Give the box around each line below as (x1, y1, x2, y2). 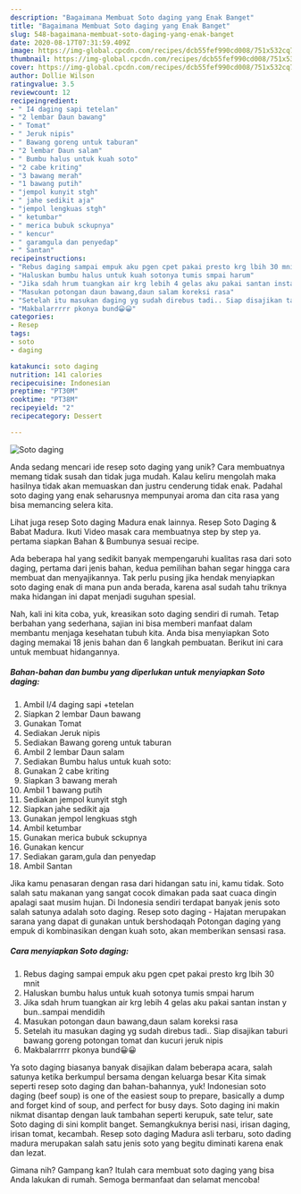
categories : (10, 312, 54, 322)
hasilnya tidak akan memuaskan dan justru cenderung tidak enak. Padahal (10, 480, 283, 491)
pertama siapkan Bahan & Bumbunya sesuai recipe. (10, 536, 200, 546)
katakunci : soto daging (10, 361, 99, 371)
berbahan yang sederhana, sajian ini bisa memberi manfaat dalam (10, 618, 253, 629)
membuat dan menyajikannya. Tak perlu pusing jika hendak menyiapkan (10, 572, 275, 582)
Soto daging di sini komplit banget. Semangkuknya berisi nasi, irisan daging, (10, 1119, 291, 1130)
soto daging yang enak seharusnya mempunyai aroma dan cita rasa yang (10, 489, 280, 501)
